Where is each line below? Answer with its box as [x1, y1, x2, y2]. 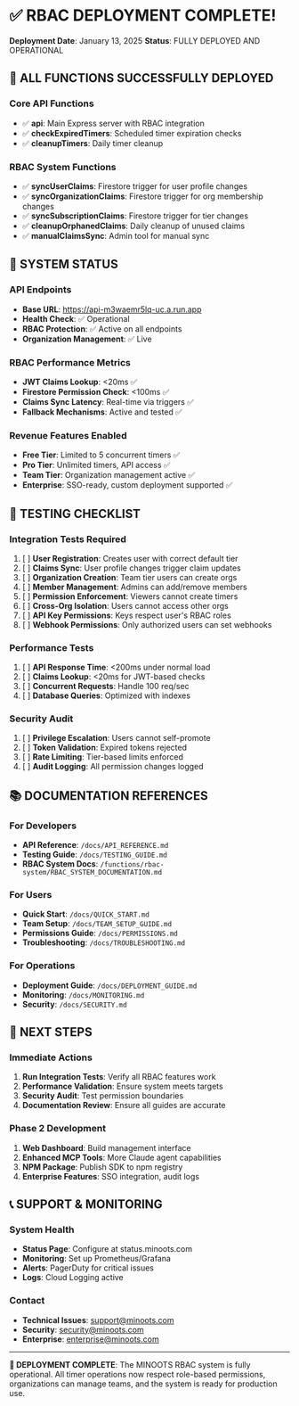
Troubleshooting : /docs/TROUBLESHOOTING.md [21, 937, 185, 948]
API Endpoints [9, 284, 72, 296]
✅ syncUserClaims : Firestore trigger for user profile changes [21, 180, 247, 192]
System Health [9, 1223, 75, 1236]
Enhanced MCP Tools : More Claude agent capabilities [21, 1152, 222, 1163]
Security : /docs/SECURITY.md [21, 999, 127, 1009]
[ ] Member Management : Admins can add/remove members [21, 581, 247, 592]
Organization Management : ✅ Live [21, 333, 153, 344]
